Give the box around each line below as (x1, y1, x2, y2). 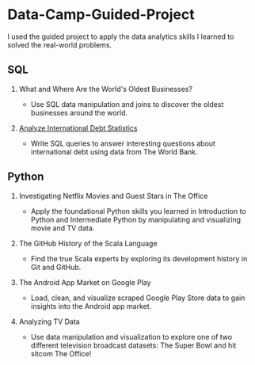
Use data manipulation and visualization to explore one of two (30, 332, 233, 341)
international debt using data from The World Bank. (30, 146, 198, 156)
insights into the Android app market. (30, 301, 152, 310)
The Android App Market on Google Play (18, 277, 151, 287)
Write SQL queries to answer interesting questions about (30, 139, 215, 148)
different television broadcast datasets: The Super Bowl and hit (30, 340, 237, 350)
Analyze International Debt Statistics (18, 123, 138, 132)
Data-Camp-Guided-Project (7, 6, 195, 24)
